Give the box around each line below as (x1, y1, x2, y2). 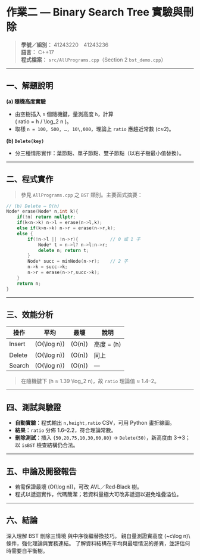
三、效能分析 (6, 309, 54, 319)
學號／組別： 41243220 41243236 (20, 41, 109, 48)
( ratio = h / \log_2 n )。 (14, 117, 73, 125)
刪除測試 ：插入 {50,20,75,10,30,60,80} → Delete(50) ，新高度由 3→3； (14, 434, 190, 441)
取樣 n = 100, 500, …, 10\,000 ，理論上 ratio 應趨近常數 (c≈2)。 (14, 125, 174, 132)
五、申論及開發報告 (6, 466, 77, 477)
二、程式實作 (6, 174, 54, 185)
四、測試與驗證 (6, 402, 61, 412)
